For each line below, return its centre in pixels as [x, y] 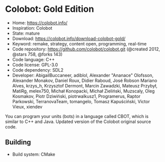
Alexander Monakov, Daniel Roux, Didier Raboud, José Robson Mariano [85, 81]
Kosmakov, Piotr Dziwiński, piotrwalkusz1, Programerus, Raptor [76, 96]
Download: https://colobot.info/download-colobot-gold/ [69, 39]
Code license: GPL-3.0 [35, 65]
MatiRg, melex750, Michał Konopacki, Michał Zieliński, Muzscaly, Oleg [83, 91]
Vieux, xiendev [27, 107]
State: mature [26, 33]
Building [18, 142]
